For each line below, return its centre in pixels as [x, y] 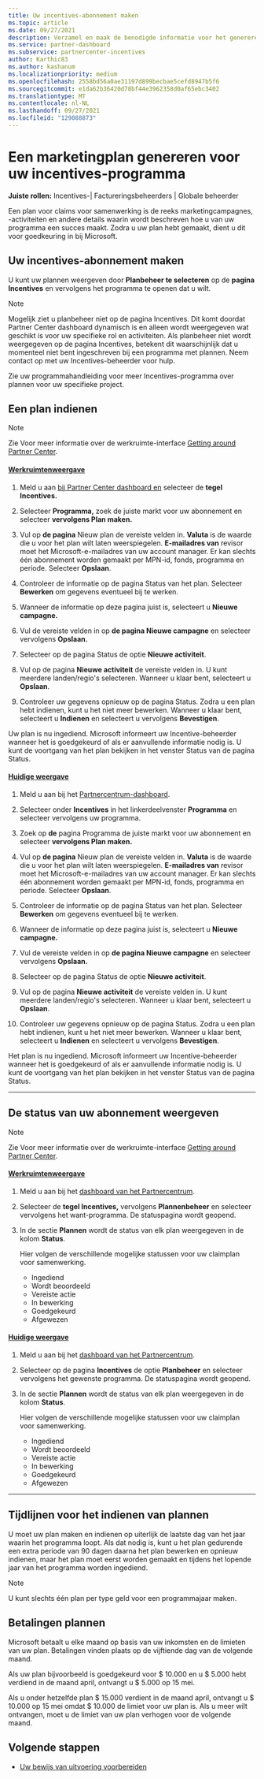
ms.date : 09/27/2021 [42, 30]
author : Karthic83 [38, 60]
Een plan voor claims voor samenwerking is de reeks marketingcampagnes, [130, 210]
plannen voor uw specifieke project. [66, 384]
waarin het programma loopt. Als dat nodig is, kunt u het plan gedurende [126, 1543]
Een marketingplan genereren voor [124, 157]
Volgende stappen [54, 1748]
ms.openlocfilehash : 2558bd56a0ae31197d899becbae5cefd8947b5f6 [114, 81]
